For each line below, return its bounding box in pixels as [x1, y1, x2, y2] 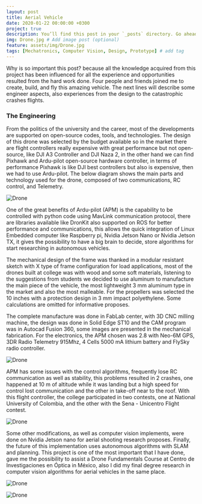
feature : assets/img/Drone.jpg [6, 43, 85, 49]
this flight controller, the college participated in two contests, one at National [6, 394, 195, 401]
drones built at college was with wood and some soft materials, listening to [6, 269, 191, 276]
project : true [6, 25, 42, 32]
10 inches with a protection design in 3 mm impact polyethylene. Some [6, 294, 182, 302]
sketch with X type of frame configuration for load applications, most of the [6, 263, 193, 270]
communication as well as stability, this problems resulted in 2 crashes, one [6, 375, 194, 382]
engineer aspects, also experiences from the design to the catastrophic [6, 90, 183, 97]
